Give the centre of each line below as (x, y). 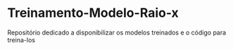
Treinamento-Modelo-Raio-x (93, 13)
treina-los (21, 39)
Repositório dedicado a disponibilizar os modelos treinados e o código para (117, 32)
